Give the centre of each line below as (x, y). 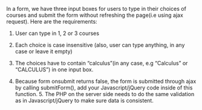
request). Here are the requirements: (52, 21)
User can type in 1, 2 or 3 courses (57, 33)
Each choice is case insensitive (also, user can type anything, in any (100, 45)
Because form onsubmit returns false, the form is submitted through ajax (106, 81)
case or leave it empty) (44, 51)
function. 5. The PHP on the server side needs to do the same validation (105, 94)
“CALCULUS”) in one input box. (54, 70)
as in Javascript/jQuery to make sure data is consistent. (84, 100)
